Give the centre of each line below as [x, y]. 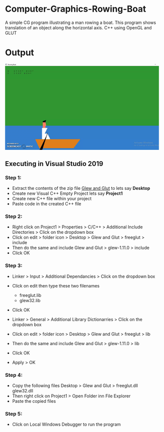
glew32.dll [22, 391]
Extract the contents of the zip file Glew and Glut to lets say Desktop [81, 188]
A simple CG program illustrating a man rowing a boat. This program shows [81, 22]
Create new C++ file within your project [52, 199]
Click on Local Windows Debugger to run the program [66, 424]
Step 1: [13, 178]
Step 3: [14, 266]
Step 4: [14, 375]
